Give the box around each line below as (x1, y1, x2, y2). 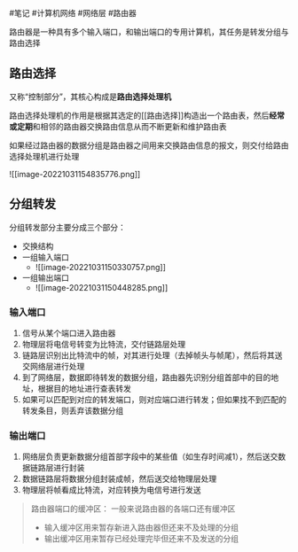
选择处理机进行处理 (9, 151, 80, 161)
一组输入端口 (21, 252, 69, 262)
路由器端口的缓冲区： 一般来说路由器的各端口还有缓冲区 (30, 503, 236, 514)
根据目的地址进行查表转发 (37, 383, 131, 393)
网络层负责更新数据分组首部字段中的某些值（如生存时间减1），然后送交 (21, 451, 278, 463)
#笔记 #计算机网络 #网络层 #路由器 (9, 8, 137, 18)
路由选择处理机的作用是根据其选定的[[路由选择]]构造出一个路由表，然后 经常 (9, 110, 286, 121)
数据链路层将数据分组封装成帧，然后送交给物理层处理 (21, 473, 217, 485)
